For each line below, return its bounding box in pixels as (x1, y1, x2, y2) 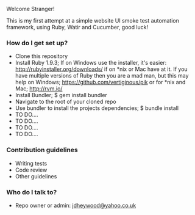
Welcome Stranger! (6, 5, 55, 12)
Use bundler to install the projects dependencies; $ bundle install (15, 104, 179, 112)
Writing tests (15, 159, 48, 167)
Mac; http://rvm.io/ (15, 85, 63, 92)
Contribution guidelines (6, 146, 78, 155)
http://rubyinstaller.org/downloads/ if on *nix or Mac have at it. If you (15, 65, 188, 73)
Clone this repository (15, 53, 68, 60)
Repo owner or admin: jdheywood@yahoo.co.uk (15, 202, 136, 209)
